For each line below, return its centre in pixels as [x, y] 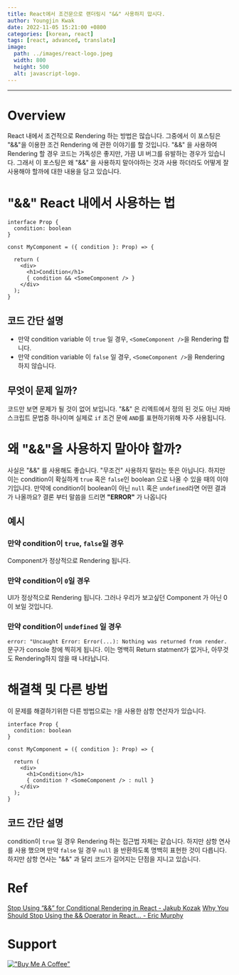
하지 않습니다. [37, 366]
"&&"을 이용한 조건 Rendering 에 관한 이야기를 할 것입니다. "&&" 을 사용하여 [112, 145]
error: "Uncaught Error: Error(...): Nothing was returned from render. [117, 642]
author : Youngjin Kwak [41, 21]
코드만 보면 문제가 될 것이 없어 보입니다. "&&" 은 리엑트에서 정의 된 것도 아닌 [112, 409]
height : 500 [32, 67]
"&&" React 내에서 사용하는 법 [91, 203]
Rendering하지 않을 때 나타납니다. [62, 658]
